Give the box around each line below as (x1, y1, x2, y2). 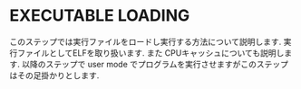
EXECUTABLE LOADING (9, 5, 190, 26)
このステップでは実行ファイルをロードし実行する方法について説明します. (9, 36, 282, 47)
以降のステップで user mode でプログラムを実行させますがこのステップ (21, 58, 288, 69)
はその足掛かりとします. (9, 69, 100, 81)
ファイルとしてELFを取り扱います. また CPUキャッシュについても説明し (16, 47, 285, 58)
